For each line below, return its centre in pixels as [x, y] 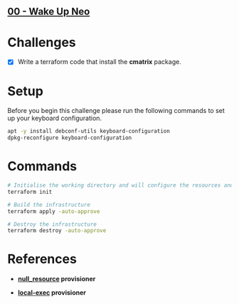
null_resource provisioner [57, 279]
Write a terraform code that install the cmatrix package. [99, 62]
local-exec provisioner [52, 293]
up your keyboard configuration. [54, 118]
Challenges [42, 42]
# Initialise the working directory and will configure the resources [114, 185]
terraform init [30, 192]
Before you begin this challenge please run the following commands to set [116, 111]
